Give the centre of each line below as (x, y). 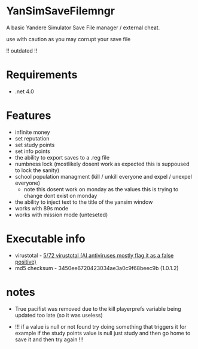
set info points (33, 151)
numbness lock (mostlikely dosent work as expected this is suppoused (102, 164)
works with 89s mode (42, 208)
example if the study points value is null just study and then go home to (103, 333)
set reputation (32, 138)
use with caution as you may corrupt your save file (68, 39)
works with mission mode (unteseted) (61, 215)
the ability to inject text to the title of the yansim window (84, 202)
